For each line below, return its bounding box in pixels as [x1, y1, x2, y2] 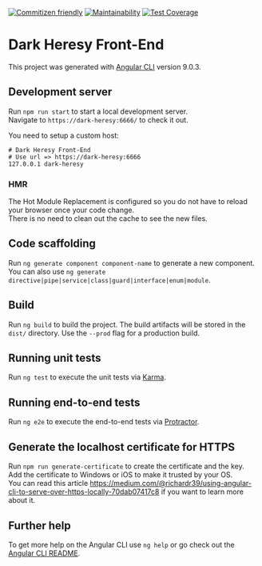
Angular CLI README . [8, 548, 81, 558]
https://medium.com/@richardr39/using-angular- [89, 479, 252, 488]
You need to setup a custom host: [8, 130, 120, 140]
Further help [8, 519, 72, 532]
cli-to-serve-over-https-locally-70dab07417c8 [8, 487, 160, 496]
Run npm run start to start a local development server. [8, 106, 189, 116]
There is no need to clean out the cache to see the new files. [8, 214, 208, 223]
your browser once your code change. [8, 205, 134, 215]
